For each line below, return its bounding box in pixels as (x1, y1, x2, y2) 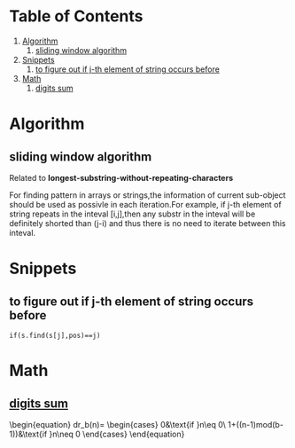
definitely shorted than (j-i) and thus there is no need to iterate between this (9, 217, 286, 228)
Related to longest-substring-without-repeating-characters (9, 172, 233, 183)
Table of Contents (9, 6, 144, 27)
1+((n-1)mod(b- (227, 419, 283, 429)
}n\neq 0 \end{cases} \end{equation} (49, 428, 185, 439)
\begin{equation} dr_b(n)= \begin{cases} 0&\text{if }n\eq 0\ (9, 419, 226, 429)
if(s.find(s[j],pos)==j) (9, 331, 101, 340)
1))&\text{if (9, 428, 48, 439)
